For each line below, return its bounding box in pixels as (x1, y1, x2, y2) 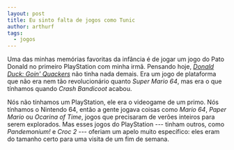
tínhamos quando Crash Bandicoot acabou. (7, 85, 132, 93)
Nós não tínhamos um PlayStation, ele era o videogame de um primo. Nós (7, 98, 219, 106)
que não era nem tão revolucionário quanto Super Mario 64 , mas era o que (7, 77, 222, 85)
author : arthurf (7, 23, 54, 30)
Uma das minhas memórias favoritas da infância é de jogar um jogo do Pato (7, 55, 225, 63)
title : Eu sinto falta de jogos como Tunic (7, 17, 136, 24)
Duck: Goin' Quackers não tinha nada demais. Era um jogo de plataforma (7, 70, 217, 78)
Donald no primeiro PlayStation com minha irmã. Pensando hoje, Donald (7, 62, 214, 71)
